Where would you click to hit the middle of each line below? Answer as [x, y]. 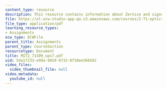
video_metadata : [22, 74]
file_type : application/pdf [34, 23]
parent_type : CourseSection [34, 46]
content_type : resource [30, 10]
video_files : [19, 65]
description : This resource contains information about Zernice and [78, 14]
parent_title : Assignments [33, 42]
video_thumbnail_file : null [39, 70]
